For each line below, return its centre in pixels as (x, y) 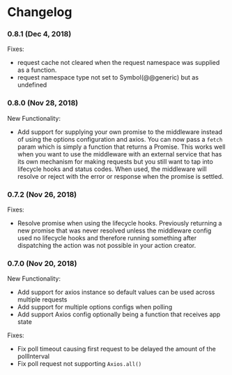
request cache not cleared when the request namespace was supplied (118, 63)
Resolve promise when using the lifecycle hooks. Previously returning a (119, 223)
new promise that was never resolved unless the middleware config (114, 230)
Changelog (40, 12)
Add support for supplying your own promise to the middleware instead (120, 132)
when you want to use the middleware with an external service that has (119, 154)
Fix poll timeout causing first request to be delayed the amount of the (116, 349)
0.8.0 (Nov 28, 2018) (43, 103)
